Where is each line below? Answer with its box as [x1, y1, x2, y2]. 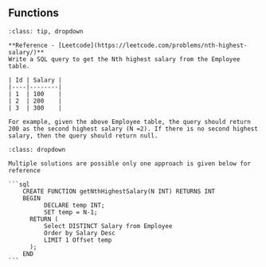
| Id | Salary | [8, 75, 62, 84]
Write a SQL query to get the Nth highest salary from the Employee [8, 55, 241, 63]
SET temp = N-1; [43, 208, 98, 216]
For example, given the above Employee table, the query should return [8, 118, 251, 126]
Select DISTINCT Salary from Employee [43, 222, 173, 230]
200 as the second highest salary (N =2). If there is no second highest [8, 125, 259, 133]
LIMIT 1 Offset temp [43, 236, 112, 244]
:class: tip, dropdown [8, 27, 84, 35]
